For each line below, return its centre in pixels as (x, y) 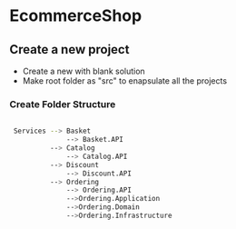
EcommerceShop (76, 16)
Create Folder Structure (63, 104)
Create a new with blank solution (84, 71)
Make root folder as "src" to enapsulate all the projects (125, 81)
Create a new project (69, 50)
